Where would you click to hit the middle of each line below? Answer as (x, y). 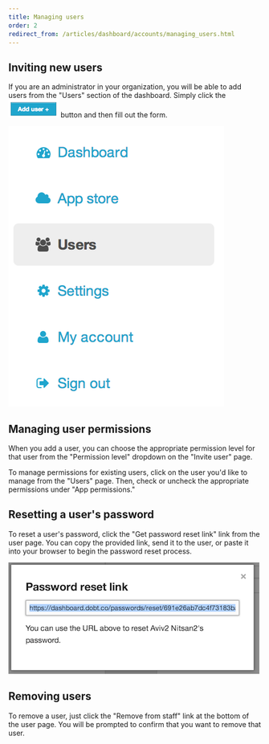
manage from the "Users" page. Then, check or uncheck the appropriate (128, 481)
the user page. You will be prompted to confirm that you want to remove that (135, 724)
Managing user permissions (80, 429)
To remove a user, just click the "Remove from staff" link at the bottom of (129, 716)
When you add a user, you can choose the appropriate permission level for (132, 448)
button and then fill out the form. (114, 115)
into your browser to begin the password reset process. (100, 551)
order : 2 (23, 25)
